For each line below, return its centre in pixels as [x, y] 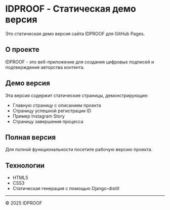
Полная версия [31, 137]
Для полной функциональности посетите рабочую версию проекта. [79, 150]
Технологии [25, 165]
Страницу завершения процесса [48, 121]
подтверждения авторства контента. [45, 67]
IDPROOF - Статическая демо [71, 9]
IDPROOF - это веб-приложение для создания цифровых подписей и [80, 62]
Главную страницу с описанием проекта [57, 105]
